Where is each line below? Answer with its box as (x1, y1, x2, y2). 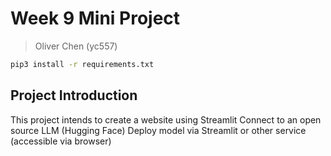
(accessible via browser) (10, 135, 112, 147)
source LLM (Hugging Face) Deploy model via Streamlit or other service (10, 124, 307, 136)
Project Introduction (10, 87, 138, 104)
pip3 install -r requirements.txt (10, 59, 155, 69)
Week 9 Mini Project (10, 7, 181, 30)
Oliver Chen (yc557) (34, 40, 118, 52)
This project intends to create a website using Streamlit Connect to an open (10, 113, 322, 126)
